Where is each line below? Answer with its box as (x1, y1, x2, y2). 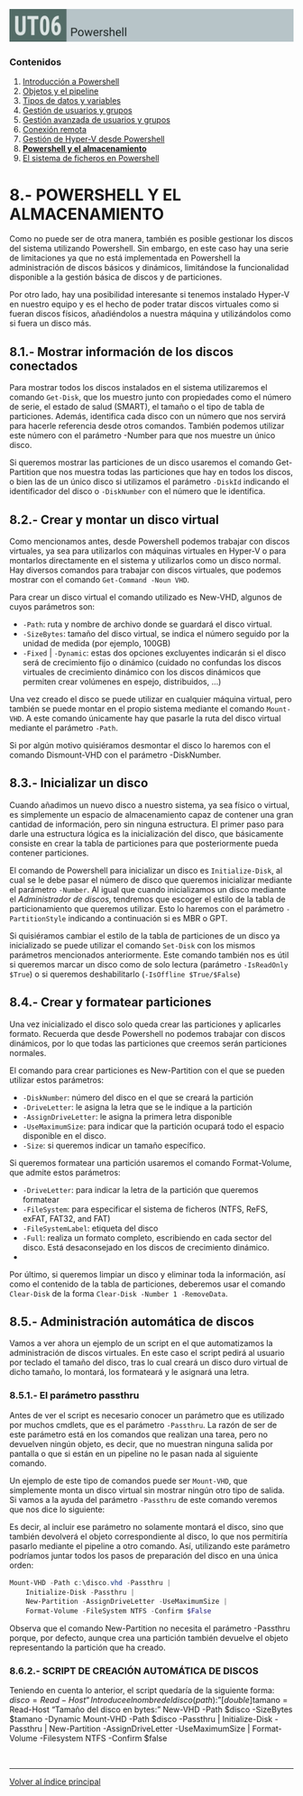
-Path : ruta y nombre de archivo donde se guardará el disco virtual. (22, 619, 272, 629)
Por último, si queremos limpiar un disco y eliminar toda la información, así (9, 1269, 286, 1279)
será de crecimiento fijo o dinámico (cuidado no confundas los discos (22, 656, 282, 667)
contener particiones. (9, 848, 89, 858)
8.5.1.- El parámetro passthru (9, 1389, 140, 1402)
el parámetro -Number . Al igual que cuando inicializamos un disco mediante (9, 884, 287, 894)
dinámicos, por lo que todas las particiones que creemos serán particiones (9, 1038, 287, 1049)
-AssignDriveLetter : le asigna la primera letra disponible (22, 1111, 233, 1122)
